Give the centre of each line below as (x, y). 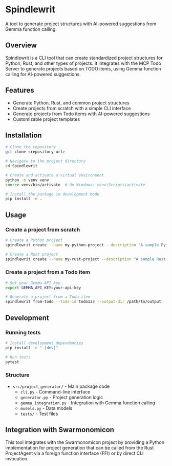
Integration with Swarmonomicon (60, 430)
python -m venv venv (27, 180)
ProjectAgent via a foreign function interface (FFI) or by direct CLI (74, 453)
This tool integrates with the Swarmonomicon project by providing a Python (85, 442)
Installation (24, 135)
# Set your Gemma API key (33, 283)
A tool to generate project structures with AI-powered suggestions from (81, 24)
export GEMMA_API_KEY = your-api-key (43, 288)
